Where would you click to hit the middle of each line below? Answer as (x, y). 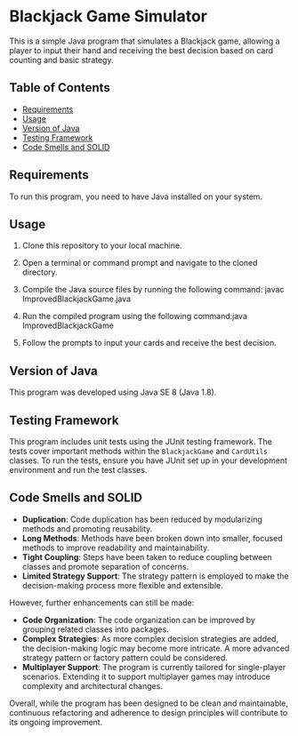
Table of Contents (60, 88)
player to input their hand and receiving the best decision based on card (141, 50)
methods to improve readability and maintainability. (116, 548)
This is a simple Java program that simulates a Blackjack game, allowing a (145, 41)
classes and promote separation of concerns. (105, 566)
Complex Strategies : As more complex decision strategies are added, (150, 638)
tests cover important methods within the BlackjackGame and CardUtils (139, 451)
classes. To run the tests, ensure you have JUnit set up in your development (148, 460)
